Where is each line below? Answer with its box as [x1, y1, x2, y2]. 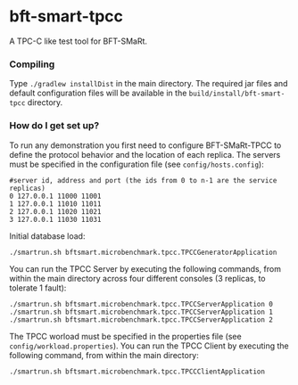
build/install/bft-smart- [188, 89, 286, 99]
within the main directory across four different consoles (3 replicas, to [9, 273, 266, 283]
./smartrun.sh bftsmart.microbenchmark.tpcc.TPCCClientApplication [9, 367, 266, 376]
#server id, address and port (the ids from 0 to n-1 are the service [9, 176, 277, 184]
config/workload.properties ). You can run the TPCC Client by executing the [9, 340, 290, 351]
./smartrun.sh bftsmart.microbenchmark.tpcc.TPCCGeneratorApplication [9, 248, 277, 257]
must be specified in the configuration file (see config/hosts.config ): [9, 159, 265, 169]
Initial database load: [9, 230, 86, 242]
